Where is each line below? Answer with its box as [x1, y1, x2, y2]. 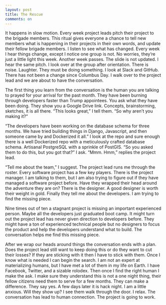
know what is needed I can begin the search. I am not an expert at [5, 257, 140, 263]
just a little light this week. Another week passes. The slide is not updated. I [5, 57, 159, 62]
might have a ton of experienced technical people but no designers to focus [5, 221, 160, 227]
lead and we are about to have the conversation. [5, 77, 104, 83]
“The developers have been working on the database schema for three [5, 123, 150, 129]
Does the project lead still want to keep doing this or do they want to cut [5, 246, 152, 253]
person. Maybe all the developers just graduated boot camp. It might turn [5, 211, 155, 217]
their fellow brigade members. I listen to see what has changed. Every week [5, 46, 160, 52]
